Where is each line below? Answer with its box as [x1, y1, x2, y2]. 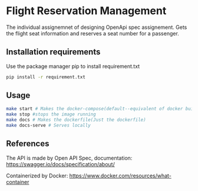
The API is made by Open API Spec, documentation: [6, 154, 133, 162]
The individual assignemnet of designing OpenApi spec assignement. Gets [6, 24, 187, 31]
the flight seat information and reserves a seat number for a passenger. [6, 29, 180, 37]
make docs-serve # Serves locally [6, 123, 91, 129]
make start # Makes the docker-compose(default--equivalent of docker [6, 106, 183, 112]
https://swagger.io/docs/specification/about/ [6, 160, 115, 167]
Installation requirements [6, 47, 101, 57]
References [6, 139, 49, 149]
